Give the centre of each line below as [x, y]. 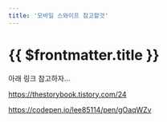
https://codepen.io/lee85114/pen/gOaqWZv [80, 109]
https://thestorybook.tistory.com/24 [67, 94]
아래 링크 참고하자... [39, 78]
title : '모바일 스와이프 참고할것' [59, 16]
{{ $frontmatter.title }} [84, 55]
